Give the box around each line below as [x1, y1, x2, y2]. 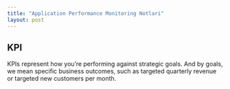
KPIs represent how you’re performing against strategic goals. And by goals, [7, 60, 223, 68]
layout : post [7, 16, 45, 23]
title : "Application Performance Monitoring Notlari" [7, 10, 165, 17]
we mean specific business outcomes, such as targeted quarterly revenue [7, 67, 217, 75]
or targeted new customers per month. [7, 75, 117, 83]
